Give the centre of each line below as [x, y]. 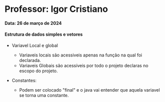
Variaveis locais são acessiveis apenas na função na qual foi [81, 55]
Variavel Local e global [35, 45]
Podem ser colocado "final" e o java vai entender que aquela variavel [89, 90]
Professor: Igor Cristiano [56, 9]
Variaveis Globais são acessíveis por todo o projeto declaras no [84, 65]
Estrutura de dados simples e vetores [44, 34]
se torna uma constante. [44, 95]
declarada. [30, 60]
